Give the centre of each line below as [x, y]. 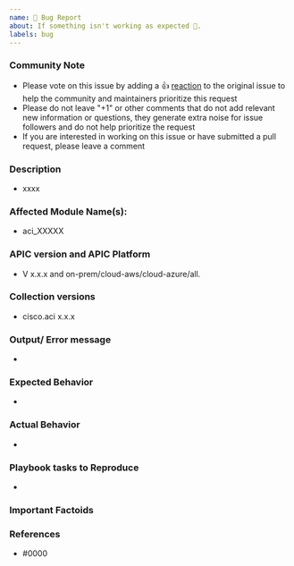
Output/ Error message [60, 339]
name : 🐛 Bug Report [46, 17]
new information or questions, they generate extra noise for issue [143, 117]
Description [35, 169]
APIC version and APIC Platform [80, 254]
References [35, 534]
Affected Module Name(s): [68, 211]
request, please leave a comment [84, 146]
